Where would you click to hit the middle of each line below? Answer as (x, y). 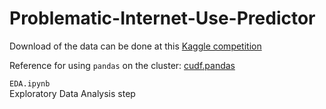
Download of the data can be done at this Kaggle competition (135, 46)
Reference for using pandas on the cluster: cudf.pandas (122, 65)
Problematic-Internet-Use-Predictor (162, 18)
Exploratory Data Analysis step (72, 93)
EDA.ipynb (30, 83)
